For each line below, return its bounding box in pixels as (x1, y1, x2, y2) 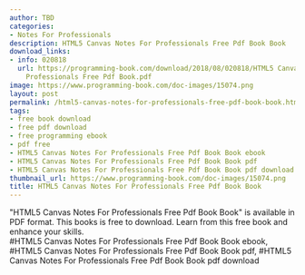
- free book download (9, 114, 92, 123)
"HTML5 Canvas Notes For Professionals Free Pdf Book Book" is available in (9, 207, 295, 218)
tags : (9, 106, 30, 115)
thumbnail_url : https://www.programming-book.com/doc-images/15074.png (9, 173, 286, 182)
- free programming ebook (9, 132, 107, 141)
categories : (9, 22, 54, 31)
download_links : (9, 47, 71, 56)
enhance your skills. (9, 226, 84, 237)
